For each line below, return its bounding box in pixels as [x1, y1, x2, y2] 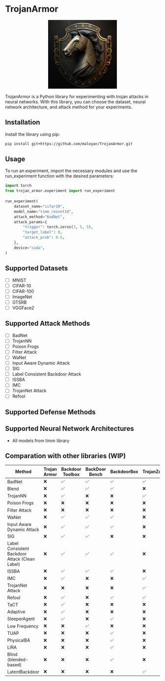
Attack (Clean [7, 556, 35, 562]
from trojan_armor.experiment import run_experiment [5, 188, 115, 193]
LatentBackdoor [7, 669, 40, 675]
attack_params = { [14, 219, 48, 224]
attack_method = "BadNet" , [14, 214, 65, 219]
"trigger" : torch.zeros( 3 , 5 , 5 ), [23, 225, 93, 230]
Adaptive [7, 609, 26, 615]
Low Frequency [7, 623, 39, 629]
